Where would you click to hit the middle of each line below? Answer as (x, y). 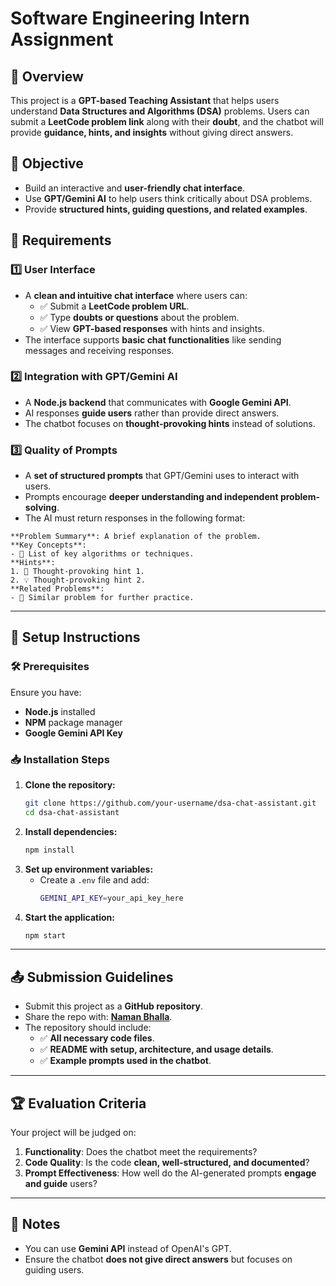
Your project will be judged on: (73, 1133)
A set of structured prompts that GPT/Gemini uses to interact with (162, 476)
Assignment (62, 39)
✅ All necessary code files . (97, 1038)
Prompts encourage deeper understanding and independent (151, 497)
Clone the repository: (70, 785)
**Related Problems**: (57, 589)
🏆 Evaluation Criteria (78, 1103)
